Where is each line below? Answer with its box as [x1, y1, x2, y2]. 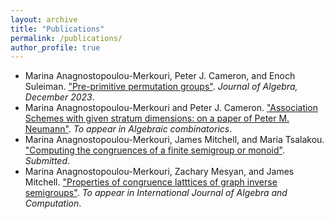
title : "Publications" [10, 24, 105, 34]
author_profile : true [10, 42, 101, 53]
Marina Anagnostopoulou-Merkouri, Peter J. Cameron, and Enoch [24, 70, 296, 82]
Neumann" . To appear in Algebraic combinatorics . [24, 123, 233, 135]
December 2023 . [24, 91, 95, 103]
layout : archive [10, 14, 78, 25]
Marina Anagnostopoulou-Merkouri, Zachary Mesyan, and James [24, 166, 295, 178]
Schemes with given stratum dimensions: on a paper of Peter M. [24, 112, 290, 125]
